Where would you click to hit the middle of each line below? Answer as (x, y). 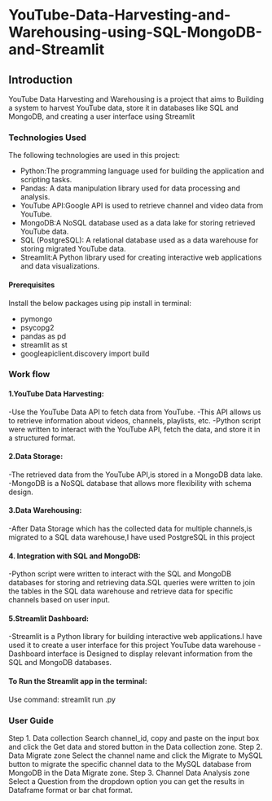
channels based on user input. (59, 600)
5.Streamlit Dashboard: (49, 618)
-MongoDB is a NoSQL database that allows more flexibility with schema (130, 483)
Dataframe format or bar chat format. (70, 790)
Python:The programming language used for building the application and (142, 171)
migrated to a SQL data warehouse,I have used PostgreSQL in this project (132, 537)
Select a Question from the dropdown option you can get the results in (126, 781)
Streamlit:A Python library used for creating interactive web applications (141, 257)
